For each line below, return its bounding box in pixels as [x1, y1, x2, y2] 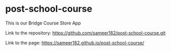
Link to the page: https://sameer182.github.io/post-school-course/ [5, 39, 145, 46]
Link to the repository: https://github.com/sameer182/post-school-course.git [5, 30, 166, 36]
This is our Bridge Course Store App [5, 20, 81, 26]
